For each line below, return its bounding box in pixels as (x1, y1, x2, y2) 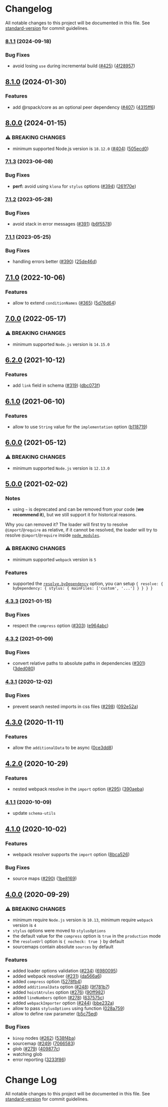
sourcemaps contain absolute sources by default (12, 944, 114, 950)
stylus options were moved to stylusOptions (12, 927, 106, 934)
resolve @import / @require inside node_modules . (5, 532, 101, 539)
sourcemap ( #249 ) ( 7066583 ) (12, 1040, 75, 1046)
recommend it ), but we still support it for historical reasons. (12, 512, 137, 518)
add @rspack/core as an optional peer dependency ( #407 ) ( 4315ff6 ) (12, 104, 155, 110)
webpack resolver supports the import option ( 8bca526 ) (12, 851, 130, 857)
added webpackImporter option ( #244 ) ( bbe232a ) (12, 1000, 115, 1006)
